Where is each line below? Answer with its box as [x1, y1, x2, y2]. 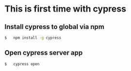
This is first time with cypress [4, 3, 127, 14]
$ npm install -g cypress [4, 35, 62, 40]
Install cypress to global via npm [4, 23, 105, 31]
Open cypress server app [4, 49, 83, 57]
